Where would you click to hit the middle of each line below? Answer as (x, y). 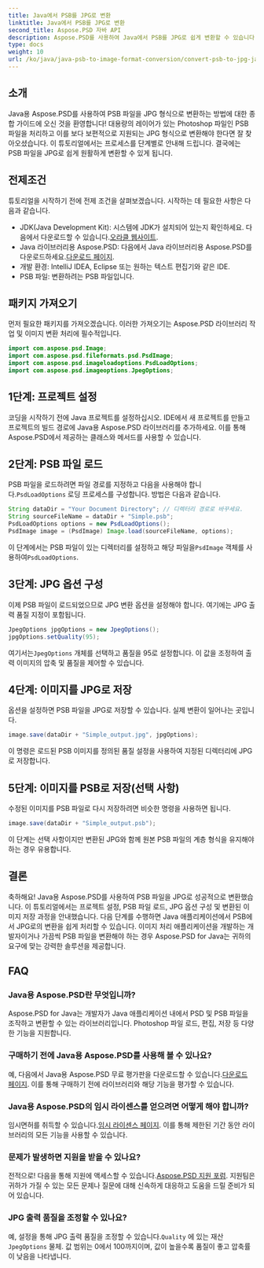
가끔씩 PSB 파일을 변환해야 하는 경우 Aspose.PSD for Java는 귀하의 (147, 936)
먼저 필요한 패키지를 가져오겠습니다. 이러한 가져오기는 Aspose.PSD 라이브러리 (128, 324)
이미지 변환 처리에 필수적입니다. (73, 334)
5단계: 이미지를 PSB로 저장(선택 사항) (94, 788)
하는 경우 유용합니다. (40, 849)
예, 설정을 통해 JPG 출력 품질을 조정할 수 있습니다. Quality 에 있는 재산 (116, 1237)
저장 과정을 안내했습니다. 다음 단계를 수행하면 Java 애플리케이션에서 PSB (134, 916)
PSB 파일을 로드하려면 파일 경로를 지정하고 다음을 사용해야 (97, 485)
